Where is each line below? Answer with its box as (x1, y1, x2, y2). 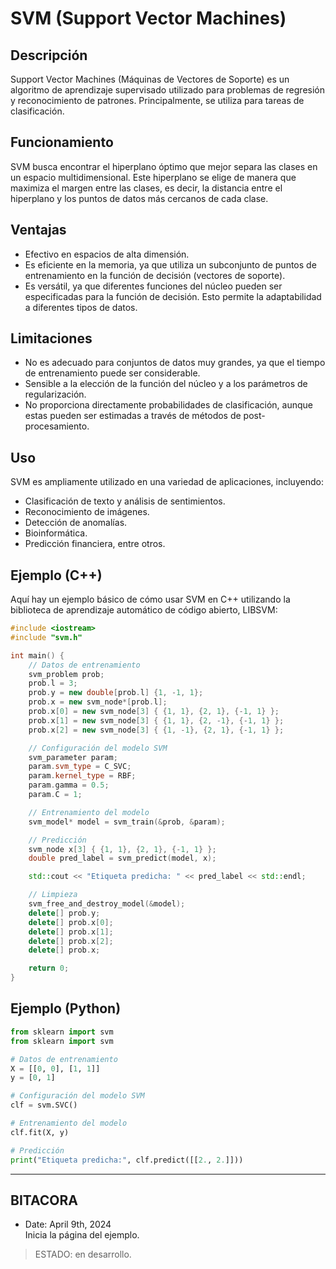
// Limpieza (28, 890, 78, 900)
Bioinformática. (24, 527, 88, 539)
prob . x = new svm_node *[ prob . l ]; (28, 697, 168, 707)
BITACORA (10, 1192, 78, 1209)
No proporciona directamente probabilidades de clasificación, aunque (24, 399, 313, 411)
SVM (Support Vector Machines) (10, 7, 287, 30)
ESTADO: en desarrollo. (34, 1248, 132, 1261)
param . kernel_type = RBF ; (28, 771, 137, 781)
